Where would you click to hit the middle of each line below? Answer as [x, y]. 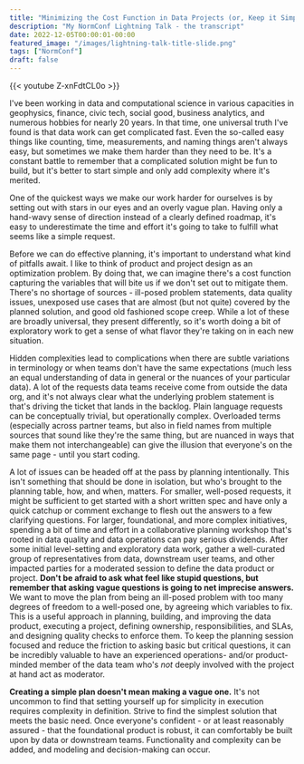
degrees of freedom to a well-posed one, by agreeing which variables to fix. [151, 607]
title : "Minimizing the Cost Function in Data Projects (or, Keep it [143, 18]
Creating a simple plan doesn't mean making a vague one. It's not [134, 691]
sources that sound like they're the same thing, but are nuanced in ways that [152, 435]
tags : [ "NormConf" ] [46, 52]
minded [24, 664]
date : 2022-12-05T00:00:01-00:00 [72, 34]
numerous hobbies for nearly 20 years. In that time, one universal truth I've [149, 122]
